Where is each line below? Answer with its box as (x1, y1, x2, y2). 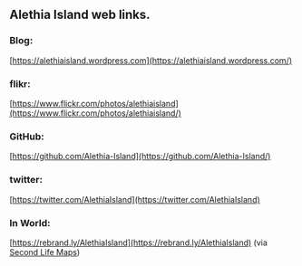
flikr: (9, 77, 31, 90)
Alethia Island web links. (9, 7, 151, 23)
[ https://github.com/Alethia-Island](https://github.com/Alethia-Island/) (9, 151, 271, 162)
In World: (9, 216, 51, 229)
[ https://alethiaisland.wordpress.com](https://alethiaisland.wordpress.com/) (9, 54, 293, 66)
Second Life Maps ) (9, 246, 81, 257)
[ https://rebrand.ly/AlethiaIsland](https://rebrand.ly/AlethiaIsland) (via (9, 237, 268, 248)
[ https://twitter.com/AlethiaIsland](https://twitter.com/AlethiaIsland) (9, 194, 260, 204)
